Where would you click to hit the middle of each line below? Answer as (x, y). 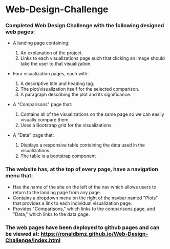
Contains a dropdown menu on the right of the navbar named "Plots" (85, 198)
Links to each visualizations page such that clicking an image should (93, 58)
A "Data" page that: (33, 135)
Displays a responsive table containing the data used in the (82, 145)
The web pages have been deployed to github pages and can (82, 227)
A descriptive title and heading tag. (57, 84)
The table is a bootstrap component (58, 156)
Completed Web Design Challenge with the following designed (85, 26)
